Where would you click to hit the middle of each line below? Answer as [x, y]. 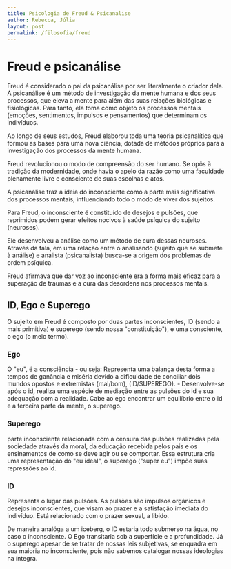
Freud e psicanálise [64, 67]
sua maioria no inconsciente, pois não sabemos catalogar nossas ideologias [115, 551]
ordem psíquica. [30, 263]
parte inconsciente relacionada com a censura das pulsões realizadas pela [113, 439]
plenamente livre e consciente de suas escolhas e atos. [86, 179]
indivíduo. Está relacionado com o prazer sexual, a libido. [88, 515]
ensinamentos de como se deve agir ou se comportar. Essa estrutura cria [111, 453]
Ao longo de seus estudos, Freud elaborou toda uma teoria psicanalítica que [115, 136]
